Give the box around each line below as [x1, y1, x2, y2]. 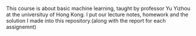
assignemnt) [6, 23, 37, 30]
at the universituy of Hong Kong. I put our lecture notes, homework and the [6, 11, 189, 18]
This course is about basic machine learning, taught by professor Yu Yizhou [6, 5, 191, 12]
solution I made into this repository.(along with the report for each [6, 17, 166, 24]
